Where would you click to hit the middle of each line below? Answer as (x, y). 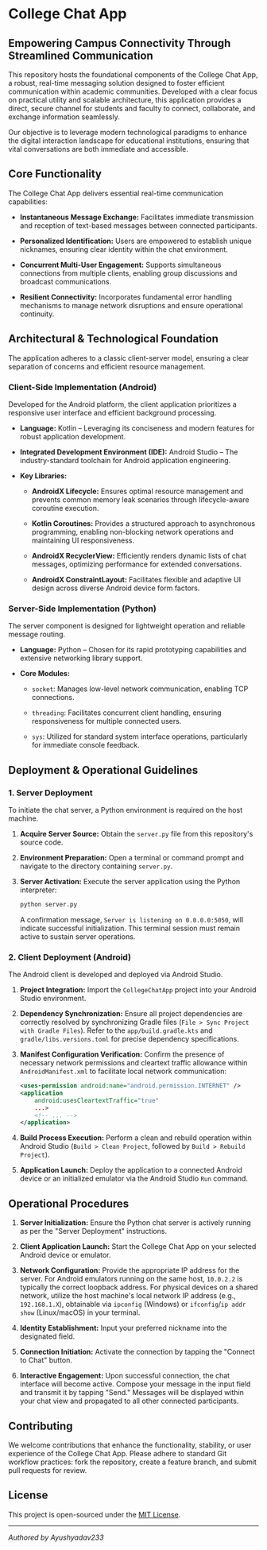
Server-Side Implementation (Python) (82, 609)
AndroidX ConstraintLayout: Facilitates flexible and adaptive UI (136, 579)
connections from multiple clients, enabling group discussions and (128, 273)
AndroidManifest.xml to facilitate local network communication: (123, 1071)
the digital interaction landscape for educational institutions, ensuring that (129, 141)
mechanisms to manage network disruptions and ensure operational (132, 305)
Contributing (41, 1426)
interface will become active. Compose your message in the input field (135, 1384)
